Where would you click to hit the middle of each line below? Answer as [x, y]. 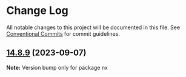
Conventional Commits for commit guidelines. [63, 33]
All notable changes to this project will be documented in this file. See [93, 27]
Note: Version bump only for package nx [57, 67]
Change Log [37, 11]
